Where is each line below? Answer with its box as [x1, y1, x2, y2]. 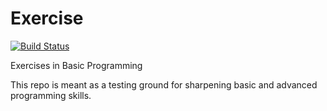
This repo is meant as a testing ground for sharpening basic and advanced [10, 78, 318, 91]
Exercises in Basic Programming [10, 59, 143, 71]
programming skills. [10, 89, 92, 101]
